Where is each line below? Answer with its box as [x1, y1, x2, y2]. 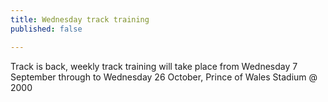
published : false [10, 24, 83, 34]
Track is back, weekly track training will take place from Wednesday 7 [10, 60, 298, 72]
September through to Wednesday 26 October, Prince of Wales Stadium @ [10, 71, 318, 83]
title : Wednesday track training [10, 14, 150, 25]
